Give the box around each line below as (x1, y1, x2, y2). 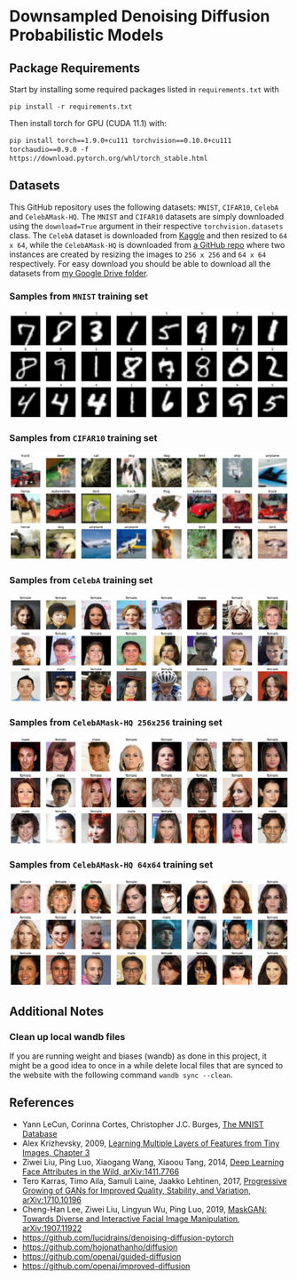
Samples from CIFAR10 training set (9, 432, 158, 444)
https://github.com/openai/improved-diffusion (21, 1260, 191, 1271)
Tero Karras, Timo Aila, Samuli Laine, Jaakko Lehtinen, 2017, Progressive (21, 1175, 287, 1186)
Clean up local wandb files (9, 1030, 126, 1043)
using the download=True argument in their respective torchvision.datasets (9, 220, 284, 231)
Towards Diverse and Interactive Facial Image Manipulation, (21, 1213, 241, 1224)
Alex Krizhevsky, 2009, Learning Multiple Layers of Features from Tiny (21, 1138, 280, 1148)
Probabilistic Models (9, 25, 164, 45)
